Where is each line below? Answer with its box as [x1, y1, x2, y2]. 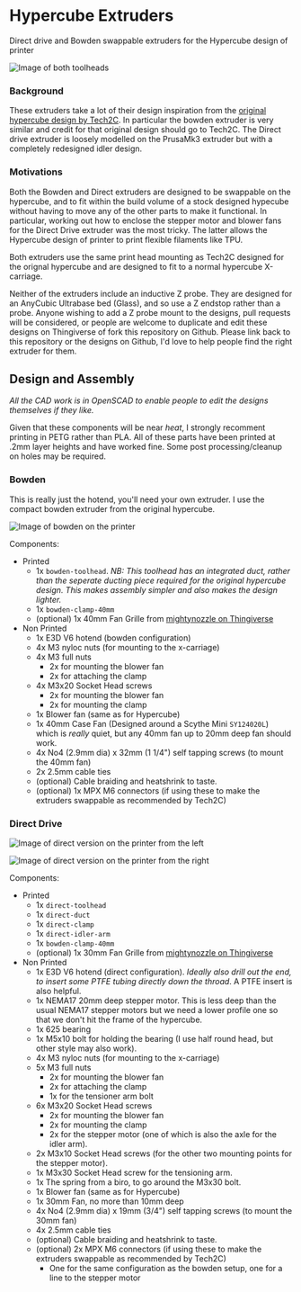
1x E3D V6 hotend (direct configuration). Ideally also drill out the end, [35, 966, 292, 977]
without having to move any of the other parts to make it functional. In [9, 205, 268, 216]
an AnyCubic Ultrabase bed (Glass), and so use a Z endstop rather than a [9, 298, 281, 309]
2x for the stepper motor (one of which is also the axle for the [49, 1128, 277, 1139]
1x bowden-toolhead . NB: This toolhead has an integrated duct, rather [35, 565, 290, 576]
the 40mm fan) [35, 757, 92, 767]
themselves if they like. [9, 405, 94, 416]
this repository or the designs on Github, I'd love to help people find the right [9, 336, 293, 346]
